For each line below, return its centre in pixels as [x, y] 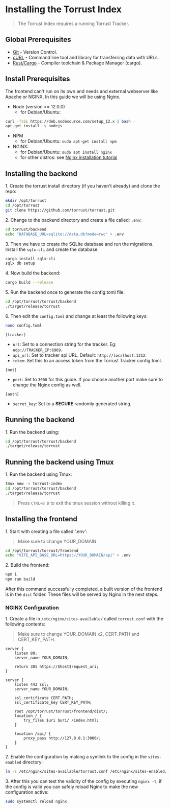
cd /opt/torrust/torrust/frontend [42, 550]
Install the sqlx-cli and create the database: [52, 249]
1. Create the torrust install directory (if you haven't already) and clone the [83, 186]
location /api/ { [33, 734]
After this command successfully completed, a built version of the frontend [84, 589]
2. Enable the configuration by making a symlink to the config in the [76, 757]
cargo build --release [29, 283]
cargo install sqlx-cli [31, 259]
